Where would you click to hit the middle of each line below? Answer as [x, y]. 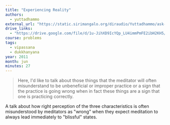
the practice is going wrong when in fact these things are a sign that [89, 91]
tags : [11, 43]
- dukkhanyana [25, 52]
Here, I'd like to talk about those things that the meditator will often [87, 81]
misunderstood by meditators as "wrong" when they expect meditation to [82, 112]
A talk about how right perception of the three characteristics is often [77, 106]
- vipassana [23, 47]
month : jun [17, 61]
